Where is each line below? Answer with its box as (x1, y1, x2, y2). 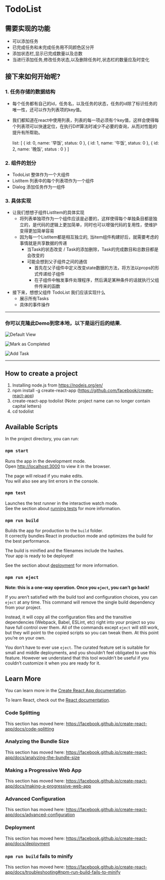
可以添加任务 (12, 38, 38, 44)
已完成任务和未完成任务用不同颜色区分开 (12, 44, 94, 50)
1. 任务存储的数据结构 (5, 89, 55, 95)
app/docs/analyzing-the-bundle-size (5, 754, 80, 760)
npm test (5, 490, 26, 496)
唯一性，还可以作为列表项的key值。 (12, 107, 84, 113)
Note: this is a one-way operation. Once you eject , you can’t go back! (5, 584, 150, 591)
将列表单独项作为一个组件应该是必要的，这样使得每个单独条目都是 (19, 215, 153, 222)
